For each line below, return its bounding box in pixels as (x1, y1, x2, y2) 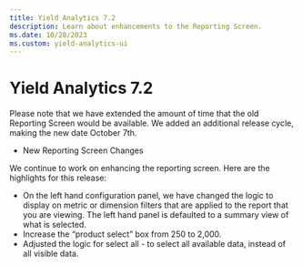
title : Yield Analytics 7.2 (9, 13, 116, 23)
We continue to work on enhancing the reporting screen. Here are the (9, 163, 270, 174)
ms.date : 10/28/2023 (9, 30, 88, 39)
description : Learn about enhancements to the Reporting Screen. (9, 22, 262, 31)
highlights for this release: (9, 172, 107, 183)
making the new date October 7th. (9, 128, 137, 138)
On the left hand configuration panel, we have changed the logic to (22, 190, 274, 201)
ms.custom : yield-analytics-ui (9, 38, 128, 48)
